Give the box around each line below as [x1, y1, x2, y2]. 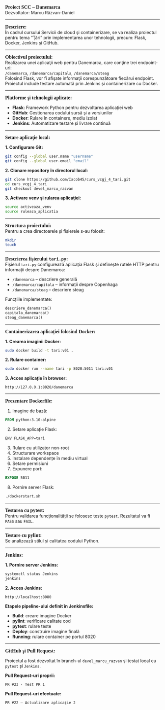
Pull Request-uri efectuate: [5, 690, 61, 697]
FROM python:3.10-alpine [5, 418, 56, 423]
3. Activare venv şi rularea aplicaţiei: [5, 195, 82, 201]
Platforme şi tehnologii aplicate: [5, 95, 72, 101]
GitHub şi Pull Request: [5, 648, 55, 654]
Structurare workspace [12, 450, 59, 456]
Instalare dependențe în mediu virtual [12, 456, 88, 461]
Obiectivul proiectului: [5, 54, 53, 60]
